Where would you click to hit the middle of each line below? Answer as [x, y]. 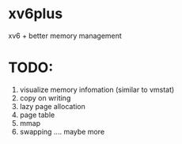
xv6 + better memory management [65, 36]
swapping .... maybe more [62, 131]
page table [37, 115]
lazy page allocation [52, 106]
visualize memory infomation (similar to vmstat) [97, 89]
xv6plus [36, 14]
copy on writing [45, 98]
